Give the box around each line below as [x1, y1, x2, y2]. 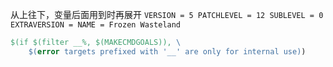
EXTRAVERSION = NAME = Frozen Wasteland [10, 20, 182, 30]
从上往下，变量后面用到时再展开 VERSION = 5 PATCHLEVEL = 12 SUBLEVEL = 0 [10, 9, 324, 20]
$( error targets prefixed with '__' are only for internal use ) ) [28, 46, 307, 57]
